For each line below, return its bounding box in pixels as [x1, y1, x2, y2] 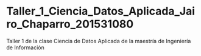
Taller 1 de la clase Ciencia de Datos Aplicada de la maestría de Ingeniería [6, 37, 191, 44]
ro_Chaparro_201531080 [6, 17, 134, 31]
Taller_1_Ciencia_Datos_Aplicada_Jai [6, 4, 196, 18]
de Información [6, 44, 44, 51]
